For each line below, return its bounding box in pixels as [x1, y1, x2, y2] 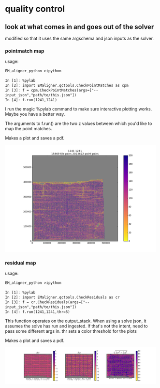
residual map [5, 259, 36, 266]
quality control [5, 3, 65, 15]
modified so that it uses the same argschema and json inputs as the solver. [5, 35, 154, 41]
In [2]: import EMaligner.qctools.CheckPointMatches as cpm [5, 83, 129, 88]
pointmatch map [5, 47, 44, 54]
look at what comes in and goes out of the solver [5, 23, 154, 31]
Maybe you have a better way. [5, 111, 65, 117]
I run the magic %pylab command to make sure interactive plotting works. [5, 106, 152, 112]
